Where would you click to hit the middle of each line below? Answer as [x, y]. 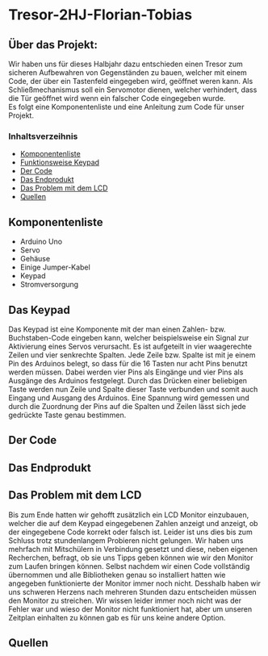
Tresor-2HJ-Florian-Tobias [100, 15]
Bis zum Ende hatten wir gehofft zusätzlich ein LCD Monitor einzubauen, [129, 515]
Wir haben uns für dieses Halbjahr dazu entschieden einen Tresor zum [126, 64]
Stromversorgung [49, 285]
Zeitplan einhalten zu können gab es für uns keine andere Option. [117, 617]
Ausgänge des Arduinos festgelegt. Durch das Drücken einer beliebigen [128, 380]
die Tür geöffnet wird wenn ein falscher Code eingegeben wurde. [117, 98]
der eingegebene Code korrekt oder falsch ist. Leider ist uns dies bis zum [130, 532]
